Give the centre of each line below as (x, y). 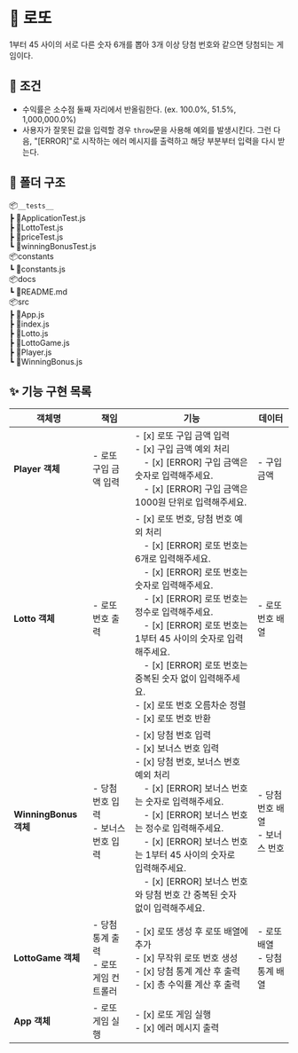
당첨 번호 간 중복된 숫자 (191, 895)
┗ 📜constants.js (38, 269)
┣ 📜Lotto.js (29, 333)
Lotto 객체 (34, 619)
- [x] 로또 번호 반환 (173, 719)
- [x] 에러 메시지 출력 (177, 1028)
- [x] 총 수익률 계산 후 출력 (188, 985)
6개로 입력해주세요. (173, 559)
